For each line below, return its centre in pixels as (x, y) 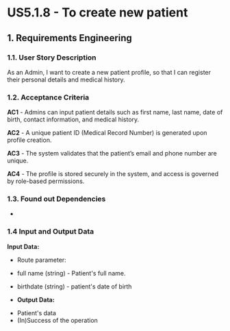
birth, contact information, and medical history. (73, 120)
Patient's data (37, 312)
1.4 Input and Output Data (51, 232)
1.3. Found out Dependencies (56, 199)
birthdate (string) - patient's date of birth (74, 286)
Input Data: (23, 246)
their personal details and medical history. (66, 79)
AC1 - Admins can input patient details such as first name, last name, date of (115, 112)
